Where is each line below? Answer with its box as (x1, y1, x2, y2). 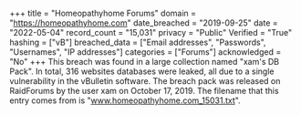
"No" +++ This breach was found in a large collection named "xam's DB (9, 57, 280, 67)
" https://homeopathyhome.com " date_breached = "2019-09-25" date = (9, 17, 278, 28)
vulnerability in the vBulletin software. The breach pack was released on (9, 76, 281, 86)
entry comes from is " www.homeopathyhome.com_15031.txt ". (9, 95, 241, 106)
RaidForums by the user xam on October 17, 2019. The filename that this (9, 86, 280, 96)
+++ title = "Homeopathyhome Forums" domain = (9, 8, 197, 18)
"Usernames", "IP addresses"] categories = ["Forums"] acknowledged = (9, 47, 282, 57)
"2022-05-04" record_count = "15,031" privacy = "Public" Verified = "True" (9, 27, 293, 37)
